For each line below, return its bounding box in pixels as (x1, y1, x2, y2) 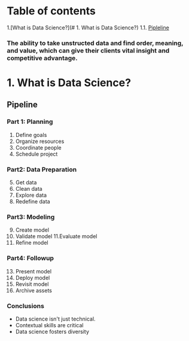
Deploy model (15, 274, 50, 281)
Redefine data (15, 198, 50, 205)
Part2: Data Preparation (7, 165, 77, 173)
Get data (15, 179, 37, 186)
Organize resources (15, 138, 65, 145)
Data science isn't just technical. (15, 315, 96, 322)
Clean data (15, 185, 42, 193)
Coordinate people (15, 144, 62, 151)
